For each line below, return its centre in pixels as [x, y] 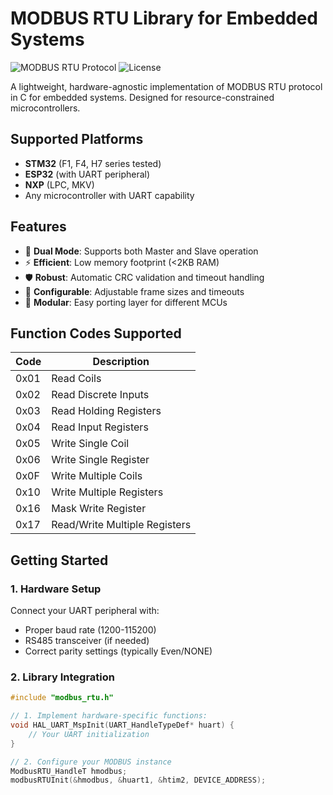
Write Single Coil [90, 444]
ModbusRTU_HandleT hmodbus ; [69, 771]
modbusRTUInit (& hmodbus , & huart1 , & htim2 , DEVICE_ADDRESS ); [138, 780]
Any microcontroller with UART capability [109, 195]
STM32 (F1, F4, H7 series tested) [93, 163]
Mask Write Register [99, 509]
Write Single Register [100, 460]
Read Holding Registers [106, 411]
